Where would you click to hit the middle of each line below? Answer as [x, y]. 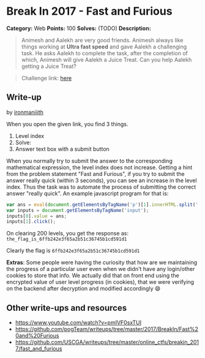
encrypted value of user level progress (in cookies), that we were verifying [100, 282]
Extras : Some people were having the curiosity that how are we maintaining [102, 262]
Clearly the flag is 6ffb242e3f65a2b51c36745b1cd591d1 [73, 251]
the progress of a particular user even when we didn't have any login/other [101, 269]
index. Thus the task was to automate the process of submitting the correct [101, 187]
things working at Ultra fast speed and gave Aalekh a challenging [104, 47]
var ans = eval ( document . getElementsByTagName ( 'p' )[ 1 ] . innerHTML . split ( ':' [105, 204]
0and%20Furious [37, 336]
